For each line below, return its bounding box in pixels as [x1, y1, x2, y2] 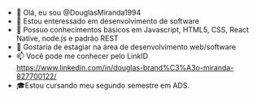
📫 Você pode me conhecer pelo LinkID [15, 51, 149, 61]
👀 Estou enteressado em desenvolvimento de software [15, 16, 199, 26]
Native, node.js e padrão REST [15, 33, 120, 43]
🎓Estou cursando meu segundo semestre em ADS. [15, 81, 189, 90]
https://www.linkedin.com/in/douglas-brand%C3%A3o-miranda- [15, 63, 234, 72]
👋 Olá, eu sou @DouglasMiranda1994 [15, 8, 142, 17]
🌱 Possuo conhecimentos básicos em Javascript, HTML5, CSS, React [15, 25, 250, 34]
